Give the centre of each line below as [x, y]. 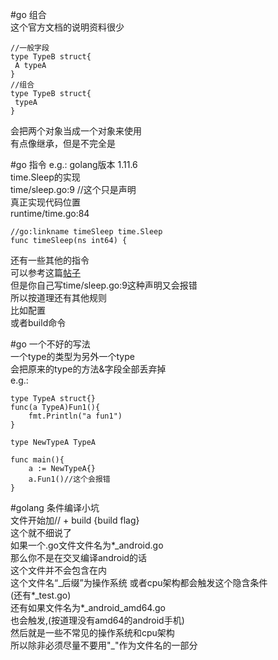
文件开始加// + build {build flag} [75, 520]
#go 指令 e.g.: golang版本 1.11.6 [74, 164]
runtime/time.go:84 [50, 213]
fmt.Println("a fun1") [75, 416]
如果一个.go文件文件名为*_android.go [87, 545]
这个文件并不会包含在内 [58, 570]
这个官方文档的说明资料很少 [67, 27]
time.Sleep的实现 [45, 177]
